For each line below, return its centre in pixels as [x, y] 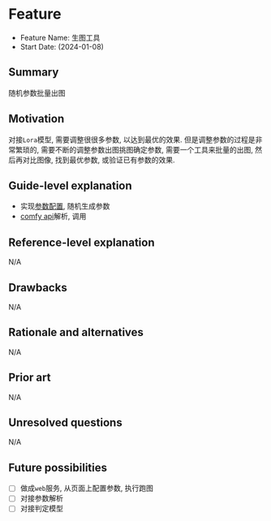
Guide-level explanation [70, 185]
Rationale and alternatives [76, 332]
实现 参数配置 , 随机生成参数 [65, 206]
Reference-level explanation [82, 242]
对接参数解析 [41, 498]
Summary [34, 73]
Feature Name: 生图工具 [60, 37]
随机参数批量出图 [37, 93]
